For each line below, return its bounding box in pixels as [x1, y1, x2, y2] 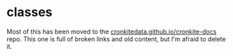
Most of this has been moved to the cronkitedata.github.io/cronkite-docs [6, 27, 217, 36]
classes [6, 4, 53, 20]
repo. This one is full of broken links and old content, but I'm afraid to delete [6, 34, 226, 43]
